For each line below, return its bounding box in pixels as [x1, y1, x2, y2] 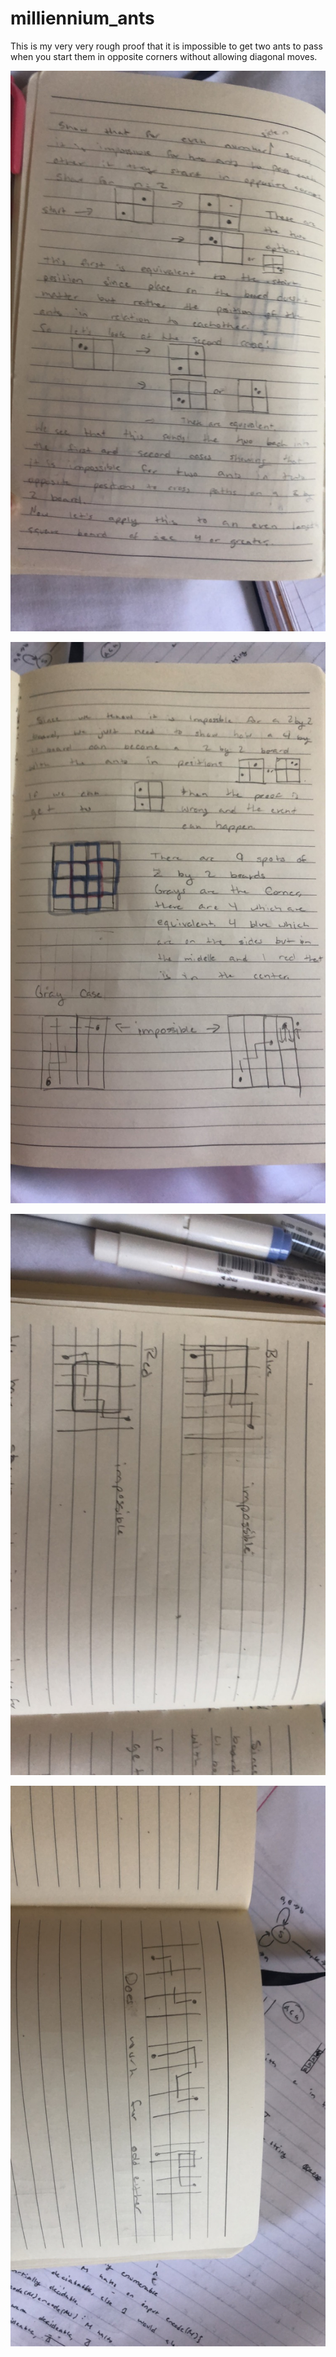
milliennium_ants [10, 7, 155, 30]
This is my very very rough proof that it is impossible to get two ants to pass [10, 40, 323, 52]
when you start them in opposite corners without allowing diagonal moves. [10, 50, 318, 62]
